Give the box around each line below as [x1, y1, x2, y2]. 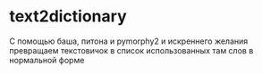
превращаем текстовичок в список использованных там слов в [9, 45, 254, 55]
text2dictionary [9, 6, 127, 27]
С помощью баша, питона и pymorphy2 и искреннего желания [9, 36, 249, 46]
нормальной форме [9, 54, 85, 65]
